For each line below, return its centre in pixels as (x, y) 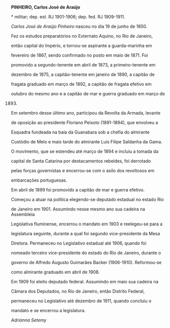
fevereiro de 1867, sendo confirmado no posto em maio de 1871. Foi (80, 55)
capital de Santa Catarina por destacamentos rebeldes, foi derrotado (81, 161)
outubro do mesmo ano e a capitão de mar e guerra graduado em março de (88, 94)
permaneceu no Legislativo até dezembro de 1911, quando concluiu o (81, 301)
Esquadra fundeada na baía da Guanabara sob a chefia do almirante (81, 132)
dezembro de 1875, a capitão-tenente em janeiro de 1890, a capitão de (83, 74)
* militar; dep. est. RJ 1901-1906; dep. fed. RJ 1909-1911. (68, 17)
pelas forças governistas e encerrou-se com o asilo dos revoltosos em (83, 170)
